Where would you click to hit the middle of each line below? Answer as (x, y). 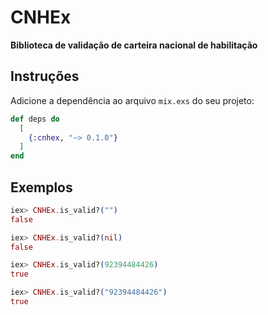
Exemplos (41, 187)
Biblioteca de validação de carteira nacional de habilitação (134, 45)
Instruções (45, 76)
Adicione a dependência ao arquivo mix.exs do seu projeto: (132, 100)
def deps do (35, 119)
